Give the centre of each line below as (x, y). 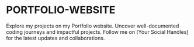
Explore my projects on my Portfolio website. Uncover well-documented (93, 26)
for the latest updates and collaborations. (56, 38)
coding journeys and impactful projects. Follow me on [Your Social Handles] (97, 32)
